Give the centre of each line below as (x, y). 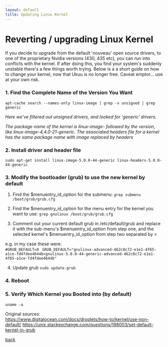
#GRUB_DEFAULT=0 (22, 250)
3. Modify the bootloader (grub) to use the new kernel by (75, 177)
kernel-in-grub (20, 330)
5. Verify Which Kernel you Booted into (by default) (68, 294)
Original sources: (23, 314)
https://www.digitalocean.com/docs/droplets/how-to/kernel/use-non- (77, 319)
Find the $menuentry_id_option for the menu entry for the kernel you (83, 209)
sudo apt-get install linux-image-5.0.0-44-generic (60, 161)
